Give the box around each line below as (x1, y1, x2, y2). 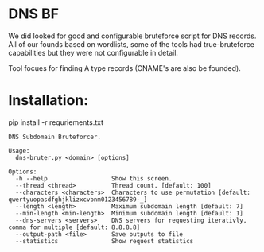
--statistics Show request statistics (15, 237, 194, 245)
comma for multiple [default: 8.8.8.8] (8, 223, 141, 231)
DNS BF (8, 5, 60, 23)
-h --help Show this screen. (15, 174, 173, 183)
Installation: (8, 91, 89, 110)
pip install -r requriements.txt (8, 117, 104, 127)
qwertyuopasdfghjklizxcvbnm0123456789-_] (8, 196, 148, 204)
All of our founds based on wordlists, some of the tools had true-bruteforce (8, 39, 254, 48)
